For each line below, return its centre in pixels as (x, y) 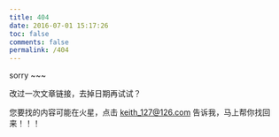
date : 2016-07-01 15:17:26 (59, 26)
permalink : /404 (39, 50)
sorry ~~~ (28, 75)
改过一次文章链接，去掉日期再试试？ (75, 94)
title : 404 (29, 17)
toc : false (29, 34)
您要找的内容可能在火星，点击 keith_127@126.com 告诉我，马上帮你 (132, 112)
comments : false (39, 42)
